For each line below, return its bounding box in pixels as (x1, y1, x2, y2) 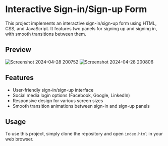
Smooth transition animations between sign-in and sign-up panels (12, 103, 150, 109)
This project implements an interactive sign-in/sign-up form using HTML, (5, 20, 157, 26)
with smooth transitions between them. (5, 31, 87, 37)
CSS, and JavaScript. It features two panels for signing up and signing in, (5, 25, 157, 31)
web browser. (5, 136, 34, 142)
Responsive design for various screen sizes (12, 97, 103, 104)
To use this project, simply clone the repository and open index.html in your (5, 131, 163, 137)
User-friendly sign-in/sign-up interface (12, 87, 94, 93)
